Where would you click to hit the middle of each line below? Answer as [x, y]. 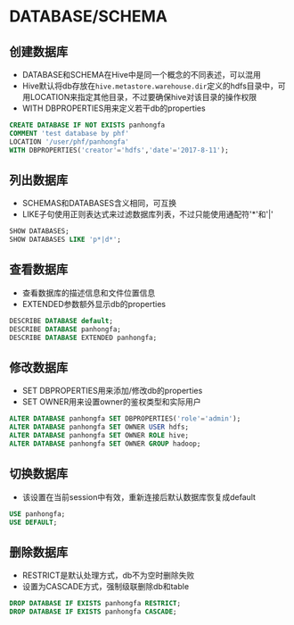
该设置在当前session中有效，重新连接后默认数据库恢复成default [139, 496]
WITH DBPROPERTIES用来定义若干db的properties [114, 108]
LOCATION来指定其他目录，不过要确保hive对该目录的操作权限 [143, 97]
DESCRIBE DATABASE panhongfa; [65, 329]
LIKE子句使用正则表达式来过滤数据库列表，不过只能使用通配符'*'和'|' [147, 214]
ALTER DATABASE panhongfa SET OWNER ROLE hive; [99, 436]
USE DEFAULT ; [33, 522]
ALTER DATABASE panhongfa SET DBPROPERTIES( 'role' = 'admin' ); [125, 419]
